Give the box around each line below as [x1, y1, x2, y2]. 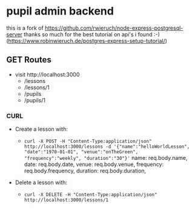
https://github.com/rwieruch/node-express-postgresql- [44, 24, 183, 32]
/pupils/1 [24, 96, 45, 104]
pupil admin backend [6, 4, 114, 18]
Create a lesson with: [15, 125, 68, 133]
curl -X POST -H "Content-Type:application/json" [24, 138, 153, 145]
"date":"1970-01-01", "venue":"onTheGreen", [24, 149, 139, 155]
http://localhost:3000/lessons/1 [24, 197, 109, 204]
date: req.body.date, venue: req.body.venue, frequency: [24, 161, 164, 168]
